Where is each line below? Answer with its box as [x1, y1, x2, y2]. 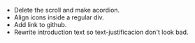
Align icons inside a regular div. [13, 13, 105, 21]
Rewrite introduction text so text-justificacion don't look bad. [13, 28, 189, 36]
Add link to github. [13, 21, 67, 28]
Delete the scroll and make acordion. [13, 6, 120, 14]
